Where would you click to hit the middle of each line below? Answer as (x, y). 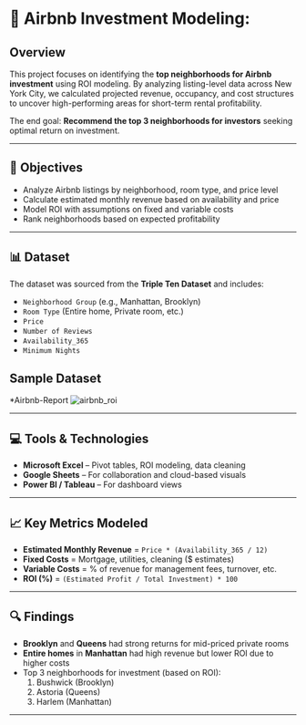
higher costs (46, 663)
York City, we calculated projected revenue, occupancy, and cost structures (152, 93)
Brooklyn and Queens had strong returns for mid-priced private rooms (156, 643)
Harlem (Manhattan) (74, 701)
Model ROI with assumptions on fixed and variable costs (128, 209)
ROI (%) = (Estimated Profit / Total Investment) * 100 (130, 579)
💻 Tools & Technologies (79, 438)
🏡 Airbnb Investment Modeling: (130, 19)
